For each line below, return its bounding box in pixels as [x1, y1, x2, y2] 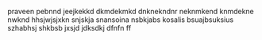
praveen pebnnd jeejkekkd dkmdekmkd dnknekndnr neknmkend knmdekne [7, 7, 255, 16]
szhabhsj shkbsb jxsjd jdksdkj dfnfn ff [7, 24, 132, 32]
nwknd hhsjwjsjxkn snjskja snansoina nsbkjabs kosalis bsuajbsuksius [7, 15, 234, 24]
